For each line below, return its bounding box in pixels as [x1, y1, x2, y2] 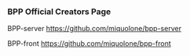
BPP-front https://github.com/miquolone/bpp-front [7, 39, 171, 48]
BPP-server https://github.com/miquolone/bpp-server [7, 24, 182, 33]
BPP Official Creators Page [7, 6, 111, 17]
